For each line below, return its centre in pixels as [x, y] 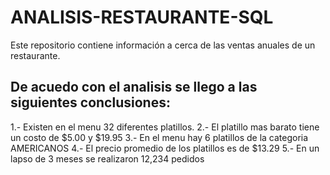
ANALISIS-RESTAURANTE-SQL [142, 17]
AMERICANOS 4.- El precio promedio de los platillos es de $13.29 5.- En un [165, 148]
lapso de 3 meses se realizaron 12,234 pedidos [107, 158]
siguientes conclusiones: [90, 102]
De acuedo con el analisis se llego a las [134, 87]
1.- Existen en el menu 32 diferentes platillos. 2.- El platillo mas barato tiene [165, 127]
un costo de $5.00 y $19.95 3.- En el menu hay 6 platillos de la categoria [159, 137]
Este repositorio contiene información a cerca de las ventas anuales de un [163, 45]
